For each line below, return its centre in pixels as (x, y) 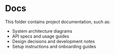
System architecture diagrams (42, 31)
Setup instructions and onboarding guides (54, 46)
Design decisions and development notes (53, 41)
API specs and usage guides (41, 36)
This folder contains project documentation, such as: (58, 22)
